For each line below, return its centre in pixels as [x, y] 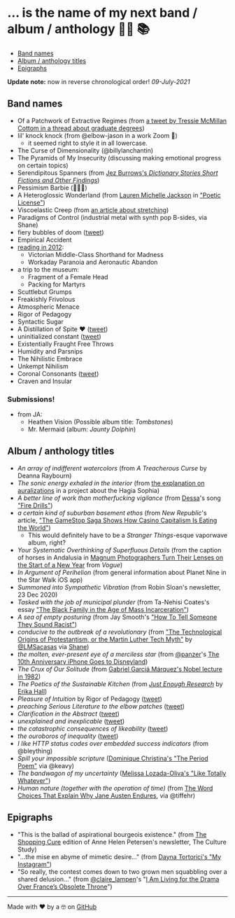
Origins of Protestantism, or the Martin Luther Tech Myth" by [105, 639]
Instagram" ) [35, 864]
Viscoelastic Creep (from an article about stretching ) [93, 210]
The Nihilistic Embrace [50, 359]
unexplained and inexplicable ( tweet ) [71, 721]
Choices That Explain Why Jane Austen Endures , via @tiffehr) [106, 795]
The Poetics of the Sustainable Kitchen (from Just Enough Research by [120, 683]
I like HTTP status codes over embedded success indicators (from [113, 743]
